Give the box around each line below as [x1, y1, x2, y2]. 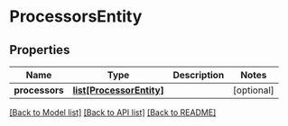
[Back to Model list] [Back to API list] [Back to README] [9, 107, 217, 118]
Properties [9, 42, 70, 58]
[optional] [233, 84, 274, 96]
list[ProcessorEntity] [72, 84, 164, 96]
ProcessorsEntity [9, 6, 143, 27]
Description [172, 69, 225, 81]
